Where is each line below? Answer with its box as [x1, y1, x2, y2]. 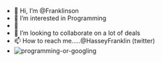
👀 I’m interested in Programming [13, 14, 107, 22]
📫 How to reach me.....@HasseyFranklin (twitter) [13, 37, 156, 45]
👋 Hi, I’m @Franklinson [13, 7, 79, 15]
